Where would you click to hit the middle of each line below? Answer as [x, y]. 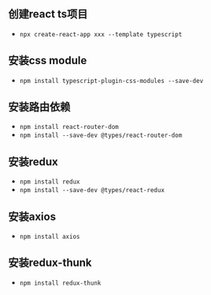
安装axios [32, 216]
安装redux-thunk [50, 263]
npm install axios [50, 237]
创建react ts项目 [48, 14]
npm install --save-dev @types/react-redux [92, 191]
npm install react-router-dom [69, 127]
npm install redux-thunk [60, 283]
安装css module [48, 61]
